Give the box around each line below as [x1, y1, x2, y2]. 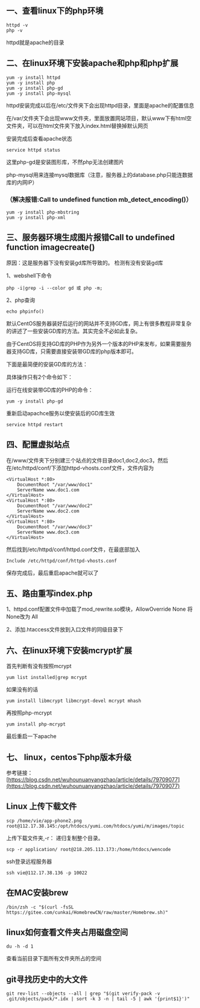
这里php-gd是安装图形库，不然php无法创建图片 [6, 158, 125, 165]
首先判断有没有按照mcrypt [6, 663, 72, 670]
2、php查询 [6, 296, 35, 304]
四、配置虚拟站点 [6, 439, 70, 450]
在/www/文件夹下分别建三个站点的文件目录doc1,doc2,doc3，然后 [6, 456, 169, 464]
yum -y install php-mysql [6, 90, 71, 97]
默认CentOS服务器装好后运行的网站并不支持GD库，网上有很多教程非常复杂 [6, 319, 192, 327]
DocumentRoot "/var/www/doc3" [17, 524, 93, 530]
